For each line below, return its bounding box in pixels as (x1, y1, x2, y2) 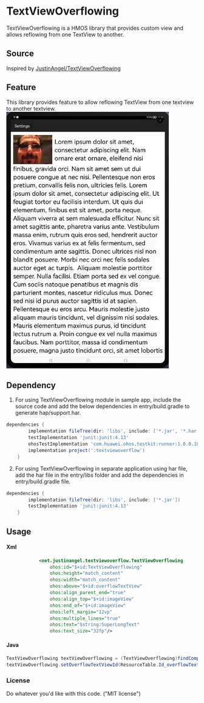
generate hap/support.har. (15, 409, 81, 417)
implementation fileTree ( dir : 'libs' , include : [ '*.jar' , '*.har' (28, 428, 200, 434)
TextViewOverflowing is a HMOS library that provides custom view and (6, 24, 184, 32)
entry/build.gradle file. (15, 477, 71, 485)
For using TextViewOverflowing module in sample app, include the (15, 397, 182, 404)
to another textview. (6, 105, 56, 112)
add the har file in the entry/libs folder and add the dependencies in (15, 471, 184, 479)
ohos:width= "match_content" (49, 577, 121, 583)
